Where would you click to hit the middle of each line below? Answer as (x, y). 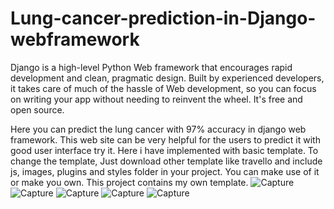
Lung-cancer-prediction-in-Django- (163, 18)
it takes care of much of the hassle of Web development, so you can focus (163, 88)
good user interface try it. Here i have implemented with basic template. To (164, 150)
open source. (37, 109)
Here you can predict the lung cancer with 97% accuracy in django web (158, 129)
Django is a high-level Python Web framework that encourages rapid (151, 67)
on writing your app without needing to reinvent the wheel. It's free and (156, 99)
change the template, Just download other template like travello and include (166, 161)
